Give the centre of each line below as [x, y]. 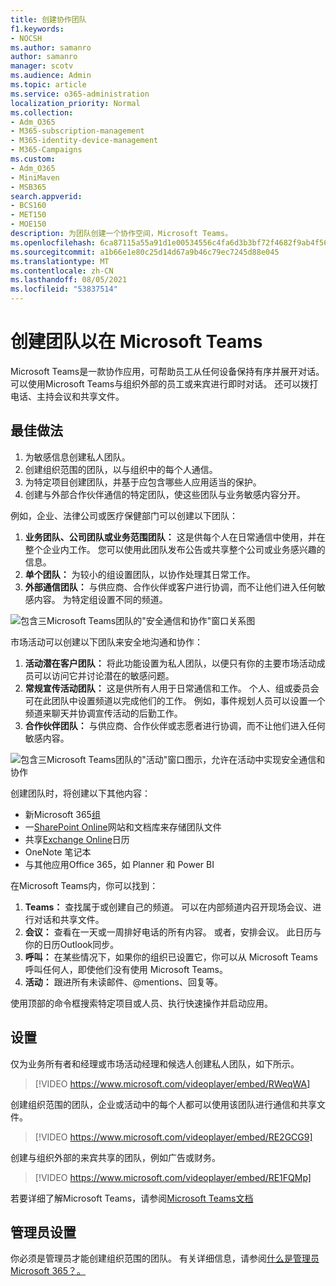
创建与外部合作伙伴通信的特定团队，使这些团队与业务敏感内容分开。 [165, 494]
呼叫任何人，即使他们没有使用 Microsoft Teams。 [126, 969]
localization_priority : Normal [75, 103]
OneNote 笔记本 [58, 852]
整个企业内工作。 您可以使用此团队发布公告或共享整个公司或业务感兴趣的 [175, 549]
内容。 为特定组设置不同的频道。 [100, 599]
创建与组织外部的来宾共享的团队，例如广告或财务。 [115, 1157]
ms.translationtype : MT [60, 261]
